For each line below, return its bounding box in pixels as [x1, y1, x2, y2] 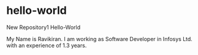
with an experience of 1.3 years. [6, 42, 87, 49]
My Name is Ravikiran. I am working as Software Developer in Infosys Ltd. [6, 35, 193, 42]
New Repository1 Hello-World [6, 24, 81, 31]
